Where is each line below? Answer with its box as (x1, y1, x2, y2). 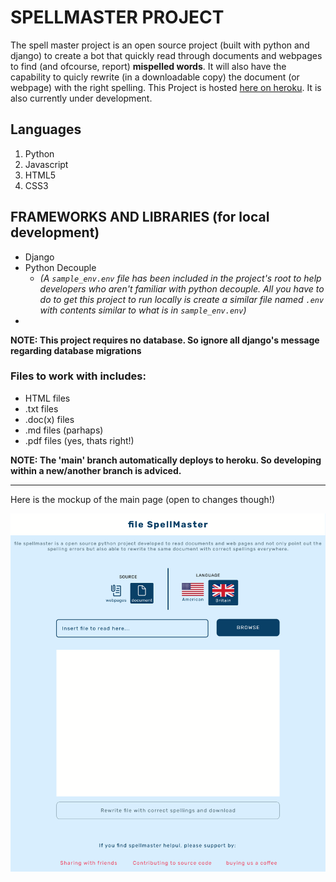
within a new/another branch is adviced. (10, 464, 182, 476)
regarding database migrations (10, 344, 142, 356)
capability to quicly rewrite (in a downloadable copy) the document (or (10, 71, 300, 83)
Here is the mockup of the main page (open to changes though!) (10, 493, 276, 505)
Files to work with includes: (10, 369, 147, 383)
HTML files (24, 392, 71, 404)
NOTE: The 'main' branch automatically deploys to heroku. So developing (10, 454, 322, 466)
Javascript (24, 158, 69, 170)
